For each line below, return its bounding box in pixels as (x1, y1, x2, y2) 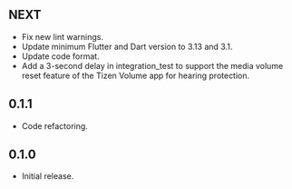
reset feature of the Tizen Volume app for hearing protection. (21, 70, 250, 81)
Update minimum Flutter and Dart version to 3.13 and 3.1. (21, 41, 233, 52)
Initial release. (21, 171, 74, 182)
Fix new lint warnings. (21, 31, 103, 42)
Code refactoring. (21, 120, 88, 131)
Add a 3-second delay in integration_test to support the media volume (21, 60, 284, 71)
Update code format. (21, 50, 101, 62)
